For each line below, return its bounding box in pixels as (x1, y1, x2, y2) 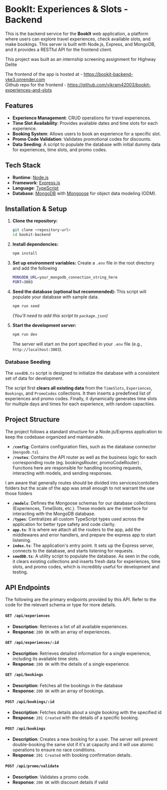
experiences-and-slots (5, 87, 52, 93)
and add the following (12, 265, 57, 271)
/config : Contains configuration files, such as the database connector (12, 443, 156, 450)
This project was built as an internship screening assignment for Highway (5, 56, 156, 62)
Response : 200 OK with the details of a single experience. (12, 661, 131, 667)
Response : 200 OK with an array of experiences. (12, 629, 111, 635)
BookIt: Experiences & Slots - (5, 3, 128, 15)
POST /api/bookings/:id (5, 699, 55, 704)
